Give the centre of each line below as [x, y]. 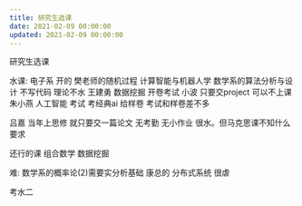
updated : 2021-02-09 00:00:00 [67, 34]
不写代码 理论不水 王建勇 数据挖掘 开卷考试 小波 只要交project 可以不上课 [156, 93]
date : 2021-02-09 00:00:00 [60, 26]
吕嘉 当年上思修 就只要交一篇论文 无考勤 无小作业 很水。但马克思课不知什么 [150, 123]
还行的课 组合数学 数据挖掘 [59, 153]
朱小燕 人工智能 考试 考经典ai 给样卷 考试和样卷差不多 [110, 103]
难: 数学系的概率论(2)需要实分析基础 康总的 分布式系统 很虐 [120, 172]
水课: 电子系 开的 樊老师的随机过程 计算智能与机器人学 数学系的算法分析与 [147, 81]
